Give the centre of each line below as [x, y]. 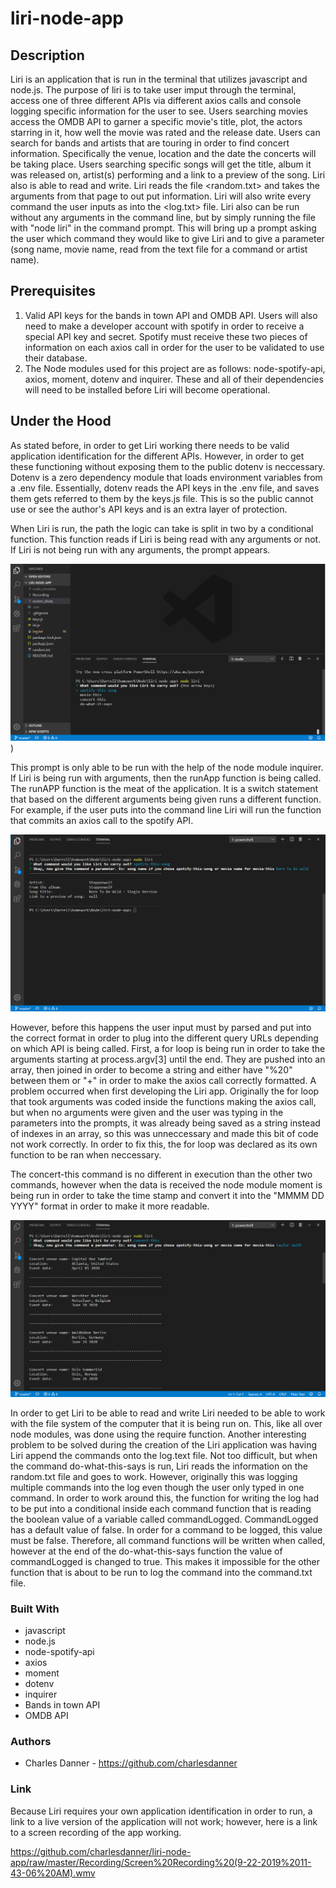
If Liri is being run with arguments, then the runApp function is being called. [166, 778]
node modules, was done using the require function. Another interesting [158, 1434]
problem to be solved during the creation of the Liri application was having [164, 1444]
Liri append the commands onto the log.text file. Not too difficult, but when [164, 1455]
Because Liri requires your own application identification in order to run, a [161, 1811]
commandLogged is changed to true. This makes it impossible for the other [165, 1561]
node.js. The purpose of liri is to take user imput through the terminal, [153, 90]
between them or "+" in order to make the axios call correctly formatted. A [163, 1080]
